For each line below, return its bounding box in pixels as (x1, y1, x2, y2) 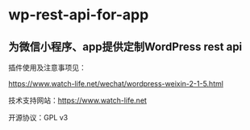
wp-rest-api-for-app (8, 6, 149, 24)
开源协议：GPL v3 (8, 113, 69, 122)
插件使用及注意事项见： (8, 63, 86, 72)
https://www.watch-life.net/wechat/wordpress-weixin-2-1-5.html (8, 79, 224, 88)
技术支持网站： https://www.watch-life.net (8, 95, 148, 105)
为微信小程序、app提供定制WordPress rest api (8, 40, 243, 53)
